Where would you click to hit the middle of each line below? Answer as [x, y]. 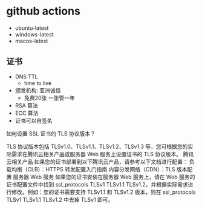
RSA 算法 [26, 105]
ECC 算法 [27, 113]
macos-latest [31, 41]
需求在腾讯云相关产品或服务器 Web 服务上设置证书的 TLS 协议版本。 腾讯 [103, 154]
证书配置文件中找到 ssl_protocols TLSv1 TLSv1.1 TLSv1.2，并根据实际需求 [97, 184]
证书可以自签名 [34, 120]
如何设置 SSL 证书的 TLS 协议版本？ [51, 133]
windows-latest [34, 34]
